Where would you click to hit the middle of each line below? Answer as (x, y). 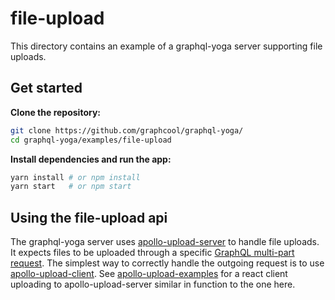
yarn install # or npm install (75, 177)
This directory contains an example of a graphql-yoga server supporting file (166, 46)
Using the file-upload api (89, 217)
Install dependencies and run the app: (91, 159)
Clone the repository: (55, 112)
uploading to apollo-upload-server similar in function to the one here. (153, 284)
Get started (46, 88)
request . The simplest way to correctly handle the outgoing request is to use (167, 263)
